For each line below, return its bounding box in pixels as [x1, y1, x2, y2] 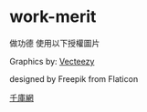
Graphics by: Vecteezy [9, 56, 95, 66]
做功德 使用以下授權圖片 [9, 37, 100, 48]
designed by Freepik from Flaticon [9, 73, 139, 84]
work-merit [9, 6, 97, 27]
